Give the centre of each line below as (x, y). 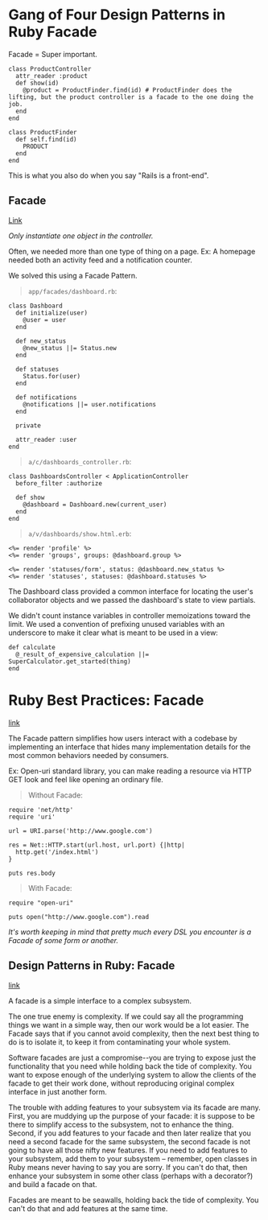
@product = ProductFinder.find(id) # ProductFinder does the (127, 90)
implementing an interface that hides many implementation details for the (130, 747)
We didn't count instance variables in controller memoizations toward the (130, 615)
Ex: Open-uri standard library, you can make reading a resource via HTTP (130, 771)
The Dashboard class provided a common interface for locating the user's (131, 591)
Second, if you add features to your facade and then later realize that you (130, 1133)
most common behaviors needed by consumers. (89, 755)
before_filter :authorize (59, 483)
